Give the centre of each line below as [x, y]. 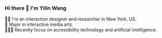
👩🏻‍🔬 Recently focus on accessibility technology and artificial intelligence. [81, 30]
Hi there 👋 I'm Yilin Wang [36, 8]
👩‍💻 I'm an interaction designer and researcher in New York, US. [71, 19]
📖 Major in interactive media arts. [39, 24]
